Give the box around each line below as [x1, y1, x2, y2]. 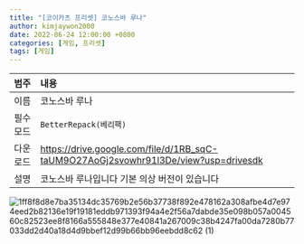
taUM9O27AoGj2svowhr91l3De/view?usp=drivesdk [40, 155, 264, 167]
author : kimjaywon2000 [9, 22, 95, 31]
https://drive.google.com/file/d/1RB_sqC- [40, 143, 219, 155]
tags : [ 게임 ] [9, 47, 55, 56]
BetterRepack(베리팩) [40, 119, 127, 130]
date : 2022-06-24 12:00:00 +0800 [9, 30, 136, 39]
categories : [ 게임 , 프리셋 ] [9, 38, 106, 48]
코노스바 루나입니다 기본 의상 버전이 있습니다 [40, 173, 220, 185]
